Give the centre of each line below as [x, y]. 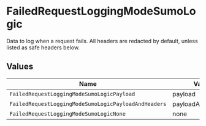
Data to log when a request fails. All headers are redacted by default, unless [102, 41]
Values [20, 67]
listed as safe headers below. [43, 47]
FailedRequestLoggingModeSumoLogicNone [67, 114]
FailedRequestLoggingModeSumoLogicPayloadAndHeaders [88, 104]
